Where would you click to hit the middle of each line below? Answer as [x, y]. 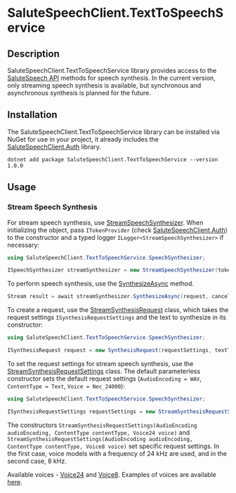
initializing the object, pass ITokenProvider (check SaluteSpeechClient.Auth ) [118, 230]
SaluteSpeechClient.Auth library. [54, 147]
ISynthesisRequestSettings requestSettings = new [81, 412]
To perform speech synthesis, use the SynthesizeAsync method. [101, 284]
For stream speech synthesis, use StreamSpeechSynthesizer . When [105, 222]
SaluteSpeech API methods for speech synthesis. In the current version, [111, 78]
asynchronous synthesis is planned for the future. [79, 93]
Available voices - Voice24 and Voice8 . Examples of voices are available [112, 474]
